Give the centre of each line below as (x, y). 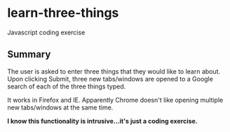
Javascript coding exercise (46, 32)
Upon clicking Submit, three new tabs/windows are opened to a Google (110, 79)
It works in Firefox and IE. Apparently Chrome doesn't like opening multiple (115, 100)
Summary (29, 54)
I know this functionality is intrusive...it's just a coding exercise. (102, 121)
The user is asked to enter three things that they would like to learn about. (114, 71)
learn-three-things (63, 13)
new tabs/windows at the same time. (60, 107)
